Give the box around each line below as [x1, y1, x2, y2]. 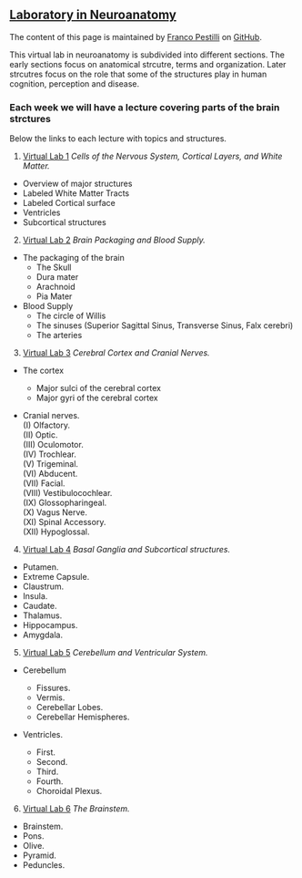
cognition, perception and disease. [9, 77, 140, 89]
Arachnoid [35, 282, 75, 293]
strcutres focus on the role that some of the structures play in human [9, 68, 267, 79]
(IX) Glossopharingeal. [22, 497, 107, 509]
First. [35, 747, 56, 758]
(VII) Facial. [22, 478, 65, 489]
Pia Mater [35, 291, 73, 302]
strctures [9, 112, 52, 125]
